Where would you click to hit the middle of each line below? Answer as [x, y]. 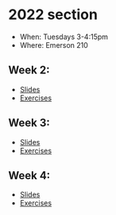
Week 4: [29, 176]
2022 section [53, 15]
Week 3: [29, 123]
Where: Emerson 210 [54, 45]
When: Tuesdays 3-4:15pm [64, 37]
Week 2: [29, 70]
